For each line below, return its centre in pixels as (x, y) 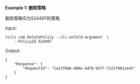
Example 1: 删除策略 (25, 8)
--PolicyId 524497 (33, 42)
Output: (13, 51)
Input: (11, 28)
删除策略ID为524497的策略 (33, 18)
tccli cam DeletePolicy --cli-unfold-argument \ (57, 37)
